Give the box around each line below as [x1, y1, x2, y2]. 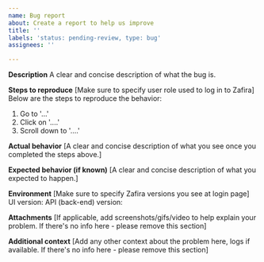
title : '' [8, 26, 41, 34]
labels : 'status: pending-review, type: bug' [8, 33, 161, 42]
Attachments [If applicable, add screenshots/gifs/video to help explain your [8, 213, 256, 222]
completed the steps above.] [8, 150, 102, 160]
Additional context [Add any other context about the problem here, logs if [8, 237, 251, 246]
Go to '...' [19, 109, 49, 119]
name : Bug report [8, 11, 66, 20]
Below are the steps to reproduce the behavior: [8, 94, 163, 103]
